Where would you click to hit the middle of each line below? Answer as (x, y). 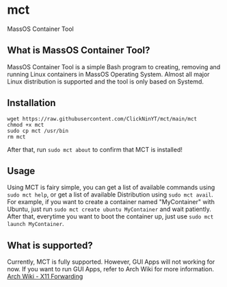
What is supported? (50, 245)
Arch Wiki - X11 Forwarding (45, 277)
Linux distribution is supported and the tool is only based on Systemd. (105, 82)
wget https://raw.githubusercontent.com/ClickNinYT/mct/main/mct (102, 118)
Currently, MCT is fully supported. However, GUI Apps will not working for (111, 262)
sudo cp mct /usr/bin (38, 131)
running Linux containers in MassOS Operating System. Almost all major (108, 74)
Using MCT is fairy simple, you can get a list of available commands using (111, 188)
